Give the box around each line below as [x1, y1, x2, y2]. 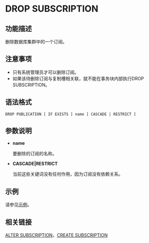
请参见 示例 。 [5, 202, 32, 208]
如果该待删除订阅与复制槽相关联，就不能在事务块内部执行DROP [12, 75, 144, 81]
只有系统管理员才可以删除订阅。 [12, 69, 79, 75]
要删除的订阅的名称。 [12, 151, 57, 157]
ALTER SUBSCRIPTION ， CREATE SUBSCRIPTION [5, 232, 108, 238]
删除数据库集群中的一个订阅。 [5, 39, 67, 44]
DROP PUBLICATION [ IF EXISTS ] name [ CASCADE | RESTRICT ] [5, 111, 136, 116]
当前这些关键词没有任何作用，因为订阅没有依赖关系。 [12, 171, 123, 177]
